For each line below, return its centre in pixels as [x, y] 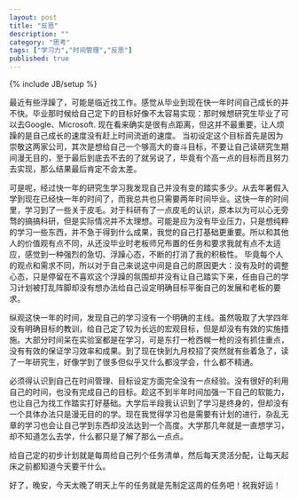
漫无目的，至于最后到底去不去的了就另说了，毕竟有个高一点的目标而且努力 [153, 158]
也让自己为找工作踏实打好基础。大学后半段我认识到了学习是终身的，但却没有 [149, 403]
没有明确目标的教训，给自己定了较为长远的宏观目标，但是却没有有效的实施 [145, 329]
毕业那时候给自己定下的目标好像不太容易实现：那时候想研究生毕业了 [157, 113]
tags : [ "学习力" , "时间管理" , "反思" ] [71, 51]
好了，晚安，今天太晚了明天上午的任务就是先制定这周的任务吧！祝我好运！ [145, 485]
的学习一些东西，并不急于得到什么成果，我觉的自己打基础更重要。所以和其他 [149, 232]
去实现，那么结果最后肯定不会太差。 [75, 169]
